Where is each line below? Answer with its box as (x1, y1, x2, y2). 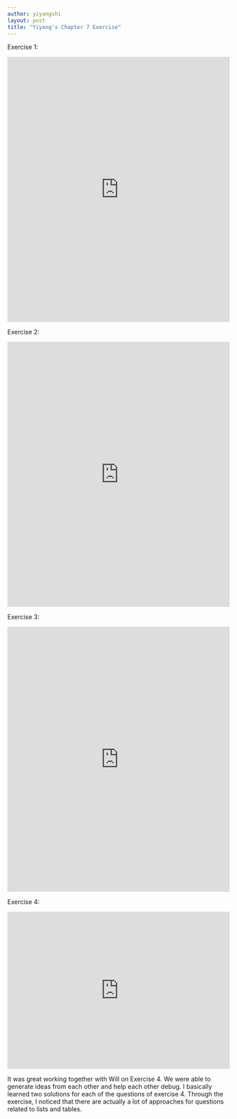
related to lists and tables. (7, 1105, 83, 1113)
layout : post (7, 17, 46, 24)
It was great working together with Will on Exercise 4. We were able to (7, 1075, 212, 1084)
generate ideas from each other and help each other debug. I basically (7, 1082, 213, 1091)
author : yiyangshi (7, 10, 61, 18)
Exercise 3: (7, 613, 40, 621)
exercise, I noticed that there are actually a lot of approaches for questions (7, 1097, 224, 1106)
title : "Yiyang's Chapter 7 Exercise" (7, 23, 121, 30)
